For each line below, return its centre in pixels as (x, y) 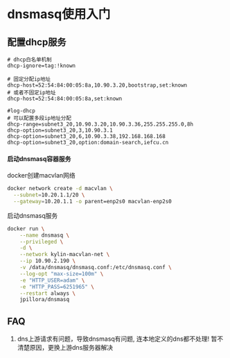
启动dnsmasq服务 (33, 215)
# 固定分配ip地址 (29, 79)
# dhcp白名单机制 (29, 60)
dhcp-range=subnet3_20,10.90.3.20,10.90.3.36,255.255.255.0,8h (100, 124)
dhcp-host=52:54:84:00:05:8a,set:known (65, 99)
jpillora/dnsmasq (45, 300)
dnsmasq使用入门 (59, 14)
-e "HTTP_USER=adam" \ (52, 280)
